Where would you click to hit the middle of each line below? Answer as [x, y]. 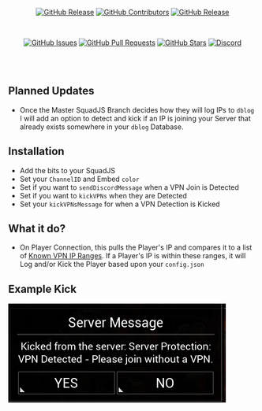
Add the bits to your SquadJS [67, 170]
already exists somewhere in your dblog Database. [101, 127]
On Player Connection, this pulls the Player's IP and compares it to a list [136, 247]
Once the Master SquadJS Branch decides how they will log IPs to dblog [137, 109]
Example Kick [43, 289]
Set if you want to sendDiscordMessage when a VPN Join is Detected [129, 187]
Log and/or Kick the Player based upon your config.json [112, 265]
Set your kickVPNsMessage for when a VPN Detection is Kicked [120, 204]
